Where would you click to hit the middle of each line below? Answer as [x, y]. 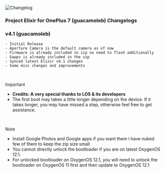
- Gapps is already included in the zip [48, 57]
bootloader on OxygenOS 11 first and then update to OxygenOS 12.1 [81, 165]
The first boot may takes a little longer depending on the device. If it [82, 100]
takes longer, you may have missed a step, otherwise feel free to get [82, 105]
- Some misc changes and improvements [45, 66]
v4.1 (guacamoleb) [28, 34]
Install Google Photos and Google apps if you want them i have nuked [83, 139]
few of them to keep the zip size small [51, 144]
